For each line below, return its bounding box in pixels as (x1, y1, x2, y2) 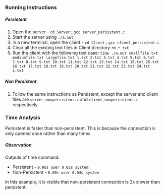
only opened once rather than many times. (5, 130, 92, 136)
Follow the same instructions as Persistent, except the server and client (12, 91, 158, 97)
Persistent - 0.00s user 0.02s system (12, 164, 89, 170)
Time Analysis (5, 114, 41, 121)
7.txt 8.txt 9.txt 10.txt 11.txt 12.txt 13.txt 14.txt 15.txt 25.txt (12, 59, 160, 65)
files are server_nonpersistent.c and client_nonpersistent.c (12, 96, 138, 102)
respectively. (12, 101, 39, 108)
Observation (5, 142, 32, 148)
